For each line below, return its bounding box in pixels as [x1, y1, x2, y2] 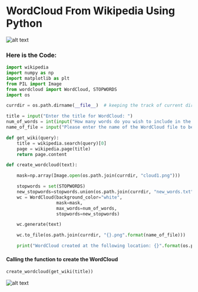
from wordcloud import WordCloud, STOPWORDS [6, 86, 117, 92]
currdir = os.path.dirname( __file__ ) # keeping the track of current [6, 102, 183, 109]
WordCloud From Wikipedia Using [6, 4, 176, 18]
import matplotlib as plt [6, 75, 70, 81]
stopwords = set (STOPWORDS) [16, 183, 85, 190]
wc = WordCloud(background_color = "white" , [16, 194, 123, 200]
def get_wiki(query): [6, 135, 60, 141]
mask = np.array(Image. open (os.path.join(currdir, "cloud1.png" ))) [16, 173, 181, 179]
